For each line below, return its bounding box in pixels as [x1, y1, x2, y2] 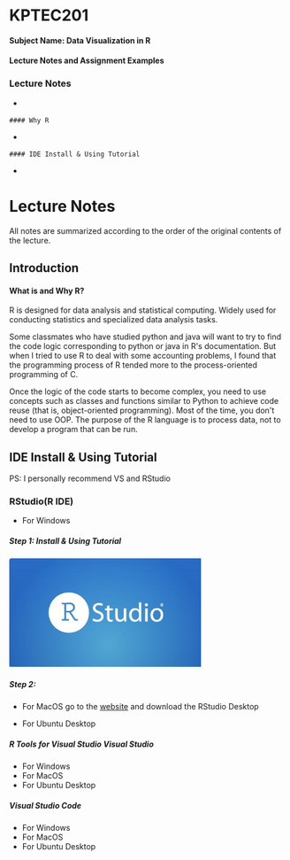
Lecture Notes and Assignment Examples [9, 55, 164, 66]
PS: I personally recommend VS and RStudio [9, 473, 171, 484]
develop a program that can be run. [9, 424, 139, 435]
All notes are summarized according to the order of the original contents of [9, 225, 282, 236]
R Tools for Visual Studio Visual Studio [9, 739, 155, 749]
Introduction [9, 260, 80, 275]
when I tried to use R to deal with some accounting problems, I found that [9, 351, 277, 361]
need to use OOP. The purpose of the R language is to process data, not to [9, 415, 281, 425]
